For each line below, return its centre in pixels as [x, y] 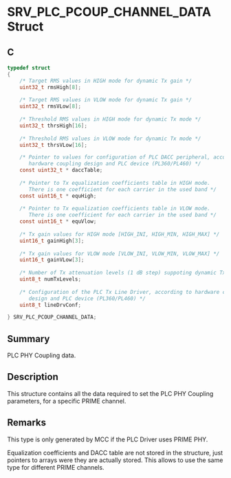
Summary [29, 339]
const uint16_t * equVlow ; [58, 221]
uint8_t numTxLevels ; [50, 279]
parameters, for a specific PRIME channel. [67, 401]
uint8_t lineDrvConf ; [50, 305]
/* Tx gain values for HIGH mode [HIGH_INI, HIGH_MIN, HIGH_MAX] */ [120, 234]
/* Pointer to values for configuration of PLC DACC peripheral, [115, 157]
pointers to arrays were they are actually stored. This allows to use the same [115, 460]
